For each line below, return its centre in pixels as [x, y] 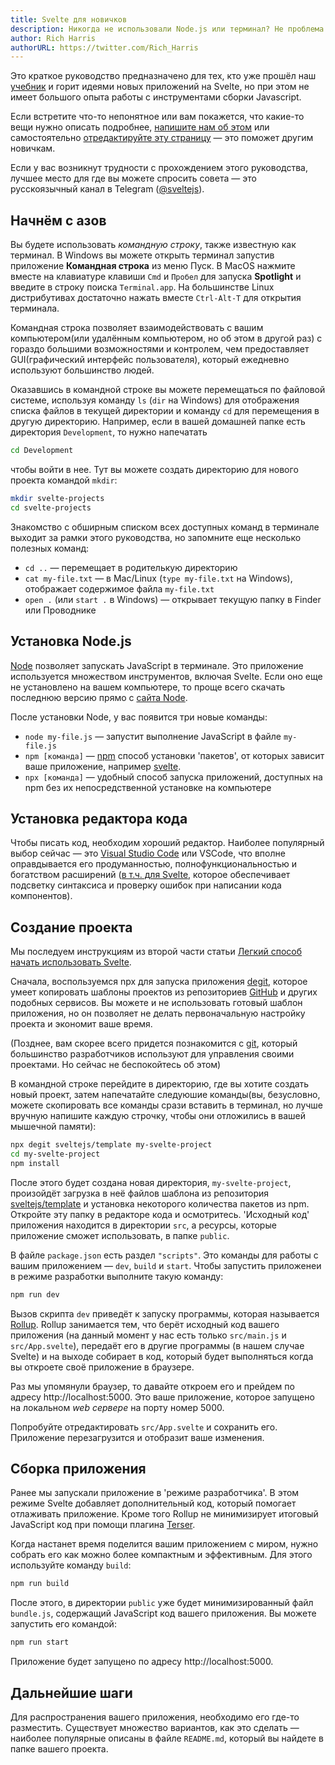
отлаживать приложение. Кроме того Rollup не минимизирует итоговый [164, 1514]
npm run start [40, 1642]
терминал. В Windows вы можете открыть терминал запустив [142, 255]
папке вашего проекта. [59, 1749]
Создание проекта [71, 927]
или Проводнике [60, 610]
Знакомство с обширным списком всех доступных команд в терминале [165, 527]
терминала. [35, 308]
